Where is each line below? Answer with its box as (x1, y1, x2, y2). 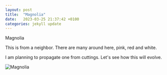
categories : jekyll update (5, 21, 61, 26)
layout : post (5, 7, 32, 12)
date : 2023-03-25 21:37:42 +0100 (5, 16, 79, 21)
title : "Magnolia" (5, 12, 46, 17)
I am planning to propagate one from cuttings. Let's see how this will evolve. (5, 54, 162, 60)
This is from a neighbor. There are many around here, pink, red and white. (5, 44, 157, 50)
